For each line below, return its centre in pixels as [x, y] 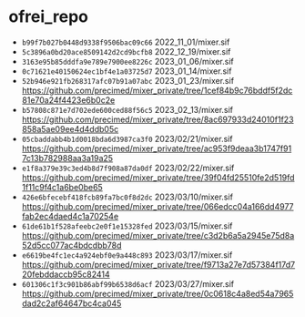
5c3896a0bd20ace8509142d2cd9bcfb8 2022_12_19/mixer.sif [126, 51]
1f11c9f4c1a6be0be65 [62, 187]
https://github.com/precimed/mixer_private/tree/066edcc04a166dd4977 [158, 206]
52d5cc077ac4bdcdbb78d [71, 245]
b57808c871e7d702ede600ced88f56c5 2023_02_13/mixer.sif [127, 109]
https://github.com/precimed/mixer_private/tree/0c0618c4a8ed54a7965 [158, 293]
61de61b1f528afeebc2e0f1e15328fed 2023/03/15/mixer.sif [127, 226]
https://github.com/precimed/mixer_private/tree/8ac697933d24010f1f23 [158, 119]
